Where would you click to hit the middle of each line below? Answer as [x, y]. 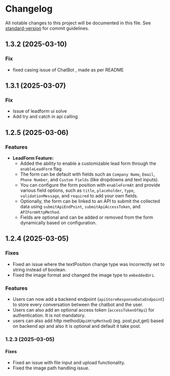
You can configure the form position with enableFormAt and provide [90, 185]
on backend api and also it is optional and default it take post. [77, 326]
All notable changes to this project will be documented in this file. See [78, 23]
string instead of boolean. [40, 269]
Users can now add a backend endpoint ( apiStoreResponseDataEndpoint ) [88, 299]
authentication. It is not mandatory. [49, 315]
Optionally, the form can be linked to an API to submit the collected [90, 201]
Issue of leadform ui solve [40, 111]
